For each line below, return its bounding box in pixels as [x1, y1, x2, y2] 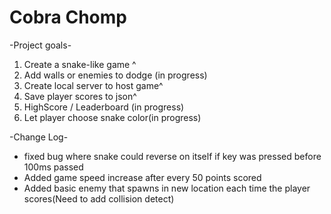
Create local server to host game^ [23, 79, 164, 91]
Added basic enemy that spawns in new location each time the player [23, 182, 311, 194]
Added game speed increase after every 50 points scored [23, 171, 262, 183]
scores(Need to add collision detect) [23, 192, 175, 205]
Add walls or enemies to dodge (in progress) [23, 69, 208, 81]
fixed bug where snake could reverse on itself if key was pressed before [23, 150, 322, 162]
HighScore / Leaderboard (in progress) [23, 101, 185, 113]
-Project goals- [9, 39, 72, 51]
